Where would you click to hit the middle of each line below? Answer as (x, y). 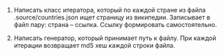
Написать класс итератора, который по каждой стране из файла (110, 10)
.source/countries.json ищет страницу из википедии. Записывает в (112, 17)
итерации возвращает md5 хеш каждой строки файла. (94, 45)
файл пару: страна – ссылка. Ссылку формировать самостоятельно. (115, 25)
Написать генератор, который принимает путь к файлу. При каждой (115, 38)
